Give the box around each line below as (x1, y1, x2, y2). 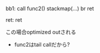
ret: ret (5, 16, 22, 23)
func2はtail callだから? (14, 41, 70, 48)
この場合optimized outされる (5, 29, 77, 35)
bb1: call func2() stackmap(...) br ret (5, 5, 94, 12)
